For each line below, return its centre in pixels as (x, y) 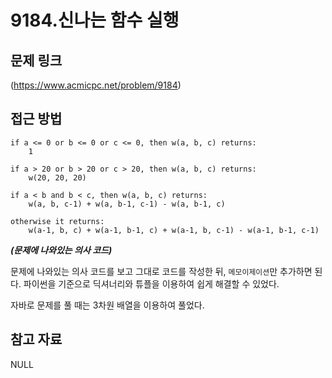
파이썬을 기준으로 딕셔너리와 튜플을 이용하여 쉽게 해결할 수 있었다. (151, 283)
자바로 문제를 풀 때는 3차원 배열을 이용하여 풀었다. (107, 305)
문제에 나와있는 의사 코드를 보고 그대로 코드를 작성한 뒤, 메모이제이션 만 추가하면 (161, 271)
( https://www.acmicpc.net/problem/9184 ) (96, 85)
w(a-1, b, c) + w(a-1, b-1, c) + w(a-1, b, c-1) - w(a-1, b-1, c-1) (174, 230)
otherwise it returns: (57, 221)
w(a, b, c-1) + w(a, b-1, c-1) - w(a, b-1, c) (127, 204)
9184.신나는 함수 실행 (95, 20)
